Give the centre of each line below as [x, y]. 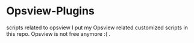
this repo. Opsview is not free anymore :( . [58, 33]
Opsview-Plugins [51, 11]
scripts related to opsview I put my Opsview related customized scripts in [97, 27]
